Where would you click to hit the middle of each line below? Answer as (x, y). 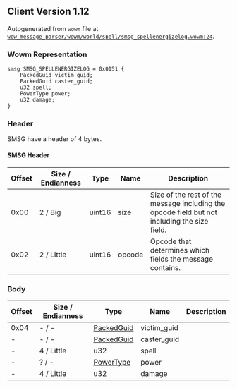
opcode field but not (184, 212)
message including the (188, 203)
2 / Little (53, 255)
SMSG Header (29, 155)
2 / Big (50, 212)
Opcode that (171, 241)
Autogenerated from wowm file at (53, 28)
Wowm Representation (47, 54)
